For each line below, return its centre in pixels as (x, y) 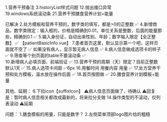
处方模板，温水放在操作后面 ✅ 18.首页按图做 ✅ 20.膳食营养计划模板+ (84, 74)
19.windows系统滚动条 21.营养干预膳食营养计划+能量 (59, 13)
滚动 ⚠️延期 (21, 103)
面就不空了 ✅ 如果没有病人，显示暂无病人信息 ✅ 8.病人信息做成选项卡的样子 (83, 49)
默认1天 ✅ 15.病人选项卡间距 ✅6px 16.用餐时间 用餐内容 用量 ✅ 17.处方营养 (81, 68)
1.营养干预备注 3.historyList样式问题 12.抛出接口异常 (58, 7)
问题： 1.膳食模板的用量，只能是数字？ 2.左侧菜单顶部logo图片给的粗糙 (78, 114)
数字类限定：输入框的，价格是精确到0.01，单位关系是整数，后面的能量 (86, 30)
